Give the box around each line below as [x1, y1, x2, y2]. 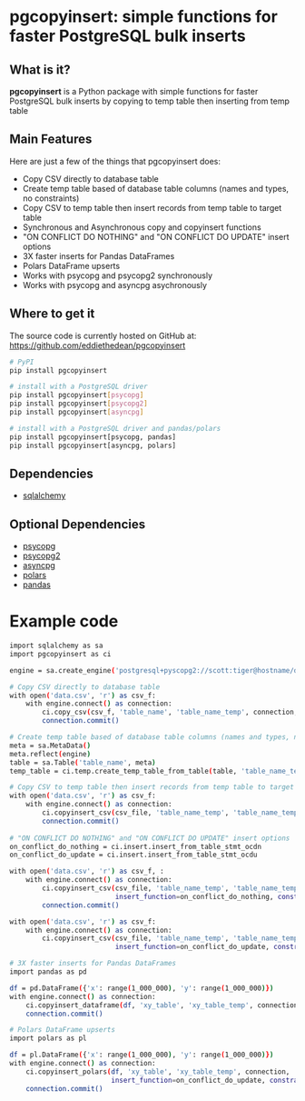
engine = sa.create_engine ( [9, 666, 116, 675]
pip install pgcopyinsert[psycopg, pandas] [9, 432, 177, 442]
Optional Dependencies [9, 516, 146, 532]
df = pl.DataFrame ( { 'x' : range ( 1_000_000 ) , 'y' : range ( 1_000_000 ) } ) [9, 1050, 274, 1060]
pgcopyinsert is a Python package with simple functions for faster [9, 86, 259, 96]
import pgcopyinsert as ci [9, 649, 112, 658]
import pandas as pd [9, 967, 88, 976]
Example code [9, 611, 119, 632]
